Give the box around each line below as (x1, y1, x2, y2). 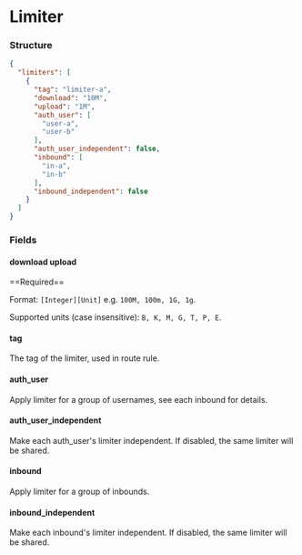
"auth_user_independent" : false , (33, 144, 161, 154)
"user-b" (42, 128, 75, 137)
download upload (9, 256, 77, 267)
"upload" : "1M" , (33, 102, 96, 111)
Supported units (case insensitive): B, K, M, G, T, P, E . (9, 312, 222, 323)
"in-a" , (42, 161, 71, 170)
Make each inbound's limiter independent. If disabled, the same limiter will (9, 527, 288, 539)
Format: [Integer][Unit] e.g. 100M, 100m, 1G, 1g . (9, 294, 196, 305)
